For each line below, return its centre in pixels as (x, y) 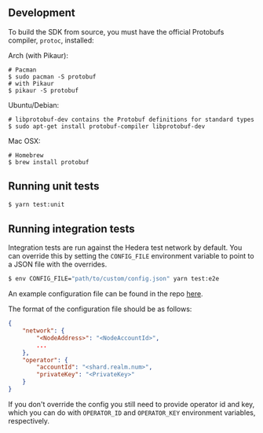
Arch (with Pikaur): (38, 55)
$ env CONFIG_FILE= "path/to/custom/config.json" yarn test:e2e (114, 279)
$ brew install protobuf (49, 162)
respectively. (29, 420)
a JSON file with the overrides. (58, 264)
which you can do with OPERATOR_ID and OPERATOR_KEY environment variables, (132, 413)
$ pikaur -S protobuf (44, 90)
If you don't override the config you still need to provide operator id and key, (131, 404)
